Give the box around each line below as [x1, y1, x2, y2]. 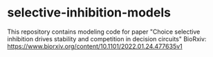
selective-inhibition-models [7, 5, 172, 21]
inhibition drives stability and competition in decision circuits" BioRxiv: [7, 34, 207, 43]
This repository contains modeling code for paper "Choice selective [7, 27, 201, 36]
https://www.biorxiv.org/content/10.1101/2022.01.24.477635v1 [7, 42, 183, 50]
